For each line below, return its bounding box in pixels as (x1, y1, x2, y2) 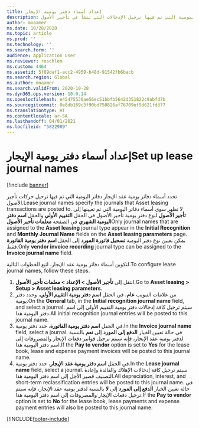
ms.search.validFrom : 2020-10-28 (6, 86, 89, 92)
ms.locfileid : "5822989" (6, 124, 68, 130)
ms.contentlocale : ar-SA (6, 113, 68, 119)
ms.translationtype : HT (6, 107, 66, 113)
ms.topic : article (6, 31, 52, 37)
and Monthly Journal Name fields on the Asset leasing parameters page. (6, 230, 188, 237)
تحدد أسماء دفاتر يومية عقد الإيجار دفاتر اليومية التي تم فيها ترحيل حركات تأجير (6, 192, 177, 200)
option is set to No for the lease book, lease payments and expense (15, 397, 180, 404)
